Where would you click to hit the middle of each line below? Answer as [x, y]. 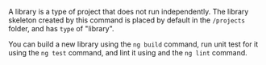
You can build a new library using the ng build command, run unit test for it [133, 44]
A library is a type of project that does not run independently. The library [129, 12]
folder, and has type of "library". [61, 28]
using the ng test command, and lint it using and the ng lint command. [128, 53]
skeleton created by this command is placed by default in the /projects [127, 20]
